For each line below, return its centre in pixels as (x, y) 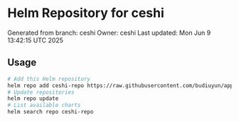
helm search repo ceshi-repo (51, 112)
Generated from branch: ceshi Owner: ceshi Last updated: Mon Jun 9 (109, 33)
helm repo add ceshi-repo (46, 85)
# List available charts (44, 105)
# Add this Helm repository (49, 79)
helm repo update (33, 99)
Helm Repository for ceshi (86, 13)
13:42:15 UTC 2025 (36, 40)
